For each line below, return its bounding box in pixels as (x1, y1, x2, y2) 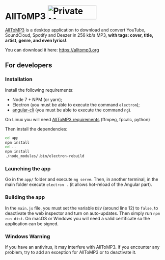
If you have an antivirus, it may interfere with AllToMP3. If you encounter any (5, 244, 160, 250)
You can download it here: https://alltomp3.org (5, 47, 99, 52)
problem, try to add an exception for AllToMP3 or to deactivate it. (5, 249, 137, 255)
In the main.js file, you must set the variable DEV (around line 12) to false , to (5, 205, 158, 211)
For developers (5, 61, 53, 70)
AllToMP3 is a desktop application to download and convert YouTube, (5, 27, 146, 33)
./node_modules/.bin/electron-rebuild (5, 154, 84, 159)
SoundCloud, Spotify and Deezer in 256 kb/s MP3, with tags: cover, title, (5, 32, 154, 38)
